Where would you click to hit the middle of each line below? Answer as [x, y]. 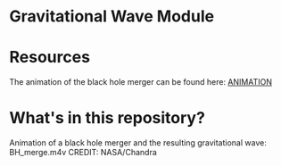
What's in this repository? [107, 118]
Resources [50, 58]
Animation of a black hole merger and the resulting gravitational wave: [138, 143]
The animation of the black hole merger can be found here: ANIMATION [140, 82]
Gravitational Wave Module [112, 17]
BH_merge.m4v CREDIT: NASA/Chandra [83, 153]
